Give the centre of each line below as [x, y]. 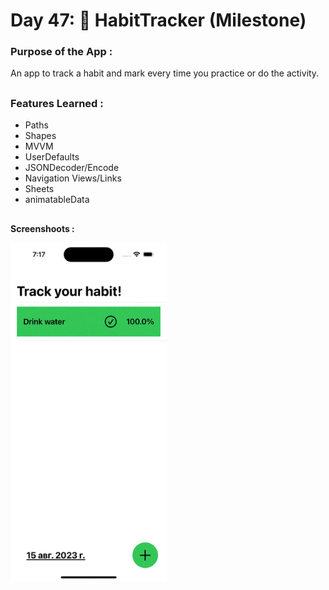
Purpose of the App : [61, 52]
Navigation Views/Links [73, 178]
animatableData [57, 200]
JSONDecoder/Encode [72, 168]
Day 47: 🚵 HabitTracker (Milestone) [158, 20]
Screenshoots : [42, 228]
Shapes [40, 136]
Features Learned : [57, 103]
